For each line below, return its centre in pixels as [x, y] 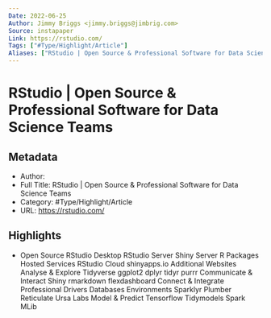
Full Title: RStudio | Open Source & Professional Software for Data [129, 185]
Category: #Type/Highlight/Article [76, 202]
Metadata [33, 157]
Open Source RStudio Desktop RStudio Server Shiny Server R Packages [140, 255]
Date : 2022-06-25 [38, 16]
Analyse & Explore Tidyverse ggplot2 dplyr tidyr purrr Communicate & [136, 272]
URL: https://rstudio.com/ [62, 211]
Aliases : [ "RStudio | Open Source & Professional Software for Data [126, 53]
